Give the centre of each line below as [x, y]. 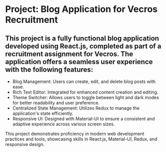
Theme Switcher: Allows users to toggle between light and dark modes [86, 97]
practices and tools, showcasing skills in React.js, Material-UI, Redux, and [81, 139]
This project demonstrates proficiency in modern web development [75, 134]
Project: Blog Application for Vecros [81, 9]
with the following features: [49, 69]
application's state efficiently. [43, 113]
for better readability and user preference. [56, 103]
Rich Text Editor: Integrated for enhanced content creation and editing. [85, 92]
